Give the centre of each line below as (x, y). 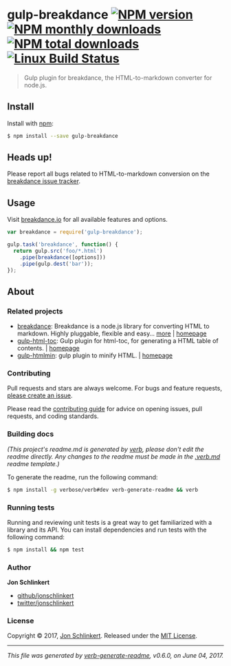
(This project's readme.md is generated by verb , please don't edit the (106, 449)
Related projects (35, 311)
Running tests (31, 508)
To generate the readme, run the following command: (82, 477)
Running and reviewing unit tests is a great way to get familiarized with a (110, 522)
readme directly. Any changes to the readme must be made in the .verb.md (114, 456)
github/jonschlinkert (45, 596)
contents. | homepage (48, 348)
